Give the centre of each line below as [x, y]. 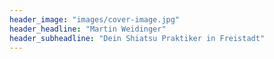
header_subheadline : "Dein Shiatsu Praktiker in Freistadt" [137, 38]
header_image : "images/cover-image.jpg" [95, 19]
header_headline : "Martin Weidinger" [88, 29]
